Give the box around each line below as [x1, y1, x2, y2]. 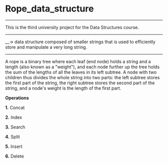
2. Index [5, 114, 22, 120]
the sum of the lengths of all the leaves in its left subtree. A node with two [5, 69, 157, 75]
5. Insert [5, 143, 22, 149]
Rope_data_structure [5, 3, 94, 15]
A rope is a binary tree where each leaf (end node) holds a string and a [5, 58, 151, 64]
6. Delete [5, 153, 24, 159]
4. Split [5, 133, 20, 139]
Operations [5, 95, 29, 101]
